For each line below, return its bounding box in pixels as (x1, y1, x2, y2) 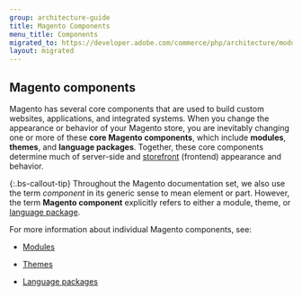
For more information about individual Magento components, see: (9, 223, 252, 234)
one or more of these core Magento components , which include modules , (9, 132, 286, 143)
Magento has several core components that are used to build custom (9, 103, 265, 114)
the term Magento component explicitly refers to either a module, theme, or (9, 196, 291, 207)
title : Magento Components (9, 22, 111, 30)
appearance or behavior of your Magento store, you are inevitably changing (9, 122, 290, 133)
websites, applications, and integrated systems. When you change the (9, 113, 270, 124)
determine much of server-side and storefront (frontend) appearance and (9, 151, 281, 161)
